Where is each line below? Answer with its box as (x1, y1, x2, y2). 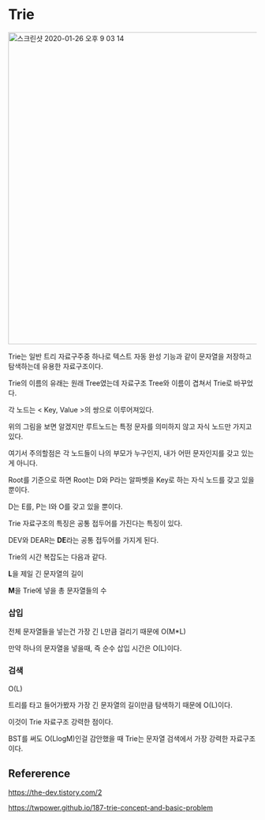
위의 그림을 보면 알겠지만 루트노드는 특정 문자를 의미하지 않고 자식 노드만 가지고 (8, 421, 252, 431)
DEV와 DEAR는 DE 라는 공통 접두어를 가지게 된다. (8, 535, 159, 544)
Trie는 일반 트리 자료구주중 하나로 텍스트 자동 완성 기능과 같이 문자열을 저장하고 (8, 352, 252, 361)
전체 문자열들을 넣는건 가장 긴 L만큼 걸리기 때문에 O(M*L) (8, 626, 187, 637)
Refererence (8, 766, 71, 780)
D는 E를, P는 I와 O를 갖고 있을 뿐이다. (8, 502, 124, 511)
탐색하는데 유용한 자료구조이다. (8, 361, 104, 371)
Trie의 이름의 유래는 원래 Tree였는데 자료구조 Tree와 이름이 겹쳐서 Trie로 (8, 378, 233, 388)
